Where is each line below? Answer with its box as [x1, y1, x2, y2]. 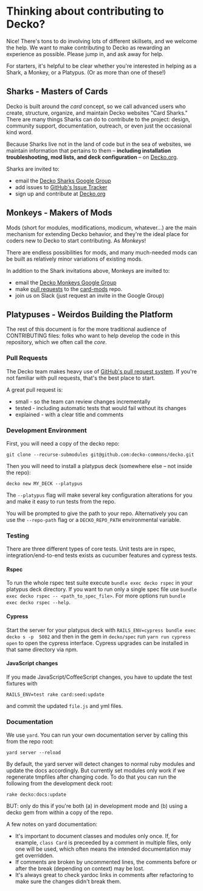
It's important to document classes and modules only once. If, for [15, 832, 179, 840]
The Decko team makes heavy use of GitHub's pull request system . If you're [6, 367, 198, 375]
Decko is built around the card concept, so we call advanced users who [6, 103, 186, 110]
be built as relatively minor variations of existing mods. [6, 255, 143, 262]
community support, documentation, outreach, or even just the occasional [6, 122, 192, 129]
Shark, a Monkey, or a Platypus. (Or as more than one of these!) [6, 68, 166, 76]
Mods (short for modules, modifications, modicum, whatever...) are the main [6, 224, 197, 231]
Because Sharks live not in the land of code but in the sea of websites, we [6, 140, 191, 148]
